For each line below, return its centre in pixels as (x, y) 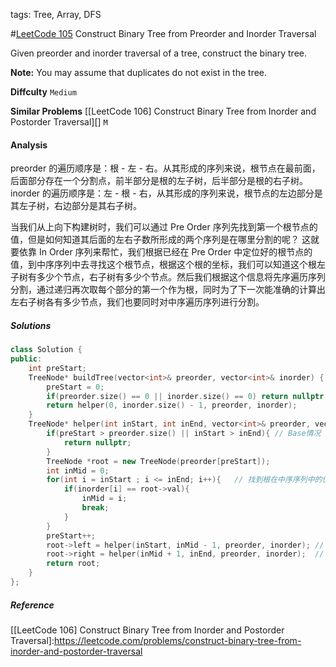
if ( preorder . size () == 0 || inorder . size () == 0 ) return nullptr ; (187, 396)
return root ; (73, 564)
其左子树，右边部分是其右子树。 (76, 206)
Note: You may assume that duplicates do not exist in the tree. (139, 72)
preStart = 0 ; (75, 387)
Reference (32, 605)
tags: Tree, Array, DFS (56, 14)
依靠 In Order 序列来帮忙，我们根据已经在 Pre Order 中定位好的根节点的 (165, 252)
